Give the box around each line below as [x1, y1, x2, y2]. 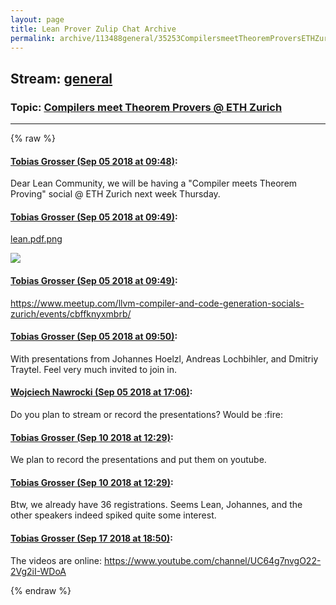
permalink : [10, 33, 56, 43]
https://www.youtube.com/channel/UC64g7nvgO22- [103, 554, 322, 566]
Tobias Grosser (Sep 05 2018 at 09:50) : [10, 331, 178, 343]
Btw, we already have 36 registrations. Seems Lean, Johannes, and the [10, 499, 303, 511]
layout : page [10, 14, 65, 25]
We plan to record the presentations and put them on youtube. [10, 454, 267, 466]
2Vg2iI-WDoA [10, 565, 67, 577]
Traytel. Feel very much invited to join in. [10, 363, 178, 375]
